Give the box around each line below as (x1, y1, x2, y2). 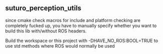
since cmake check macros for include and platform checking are (5, 17, 140, 23)
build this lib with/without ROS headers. (5, 27, 87, 34)
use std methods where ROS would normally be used (5, 42, 115, 49)
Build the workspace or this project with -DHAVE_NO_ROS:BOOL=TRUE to (5, 37, 158, 43)
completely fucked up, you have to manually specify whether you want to (5, 22, 157, 28)
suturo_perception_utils (5, 4, 82, 12)
